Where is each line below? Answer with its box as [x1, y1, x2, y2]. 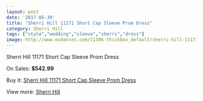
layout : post [6, 8, 39, 15]
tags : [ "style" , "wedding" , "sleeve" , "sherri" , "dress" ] [6, 31, 145, 37]
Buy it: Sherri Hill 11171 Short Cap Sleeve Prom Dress [6, 76, 137, 84]
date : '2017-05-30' [6, 14, 56, 20]
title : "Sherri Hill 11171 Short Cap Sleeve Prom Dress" [6, 20, 153, 26]
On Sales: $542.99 [6, 65, 54, 72]
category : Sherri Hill [6, 25, 63, 32]
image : [6, 37, 23, 43]
